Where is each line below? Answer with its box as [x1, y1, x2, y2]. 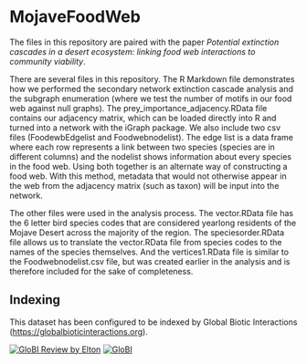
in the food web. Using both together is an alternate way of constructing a [9, 161, 288, 172]
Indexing [9, 292, 61, 307]
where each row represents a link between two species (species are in [9, 141, 276, 152]
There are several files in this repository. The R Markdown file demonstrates [9, 73, 295, 84]
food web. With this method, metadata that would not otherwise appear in [9, 171, 287, 182]
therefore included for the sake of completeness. [9, 265, 194, 276]
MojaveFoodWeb [9, 6, 142, 27]
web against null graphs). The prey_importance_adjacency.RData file [9, 102, 268, 113]
